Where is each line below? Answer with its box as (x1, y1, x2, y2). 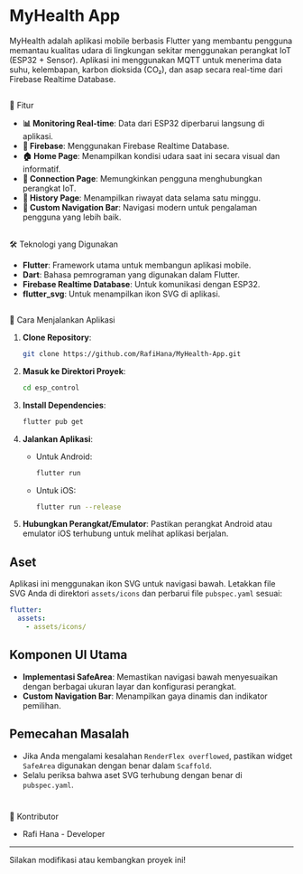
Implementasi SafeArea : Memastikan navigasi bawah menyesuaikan (22, 671, 278, 682)
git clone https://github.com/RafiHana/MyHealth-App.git (22, 350, 242, 359)
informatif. (22, 164, 61, 174)
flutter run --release (35, 503, 122, 512)
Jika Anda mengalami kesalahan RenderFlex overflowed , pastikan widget (22, 750, 293, 761)
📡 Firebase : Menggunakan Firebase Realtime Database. (22, 141, 230, 152)
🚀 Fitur (9, 100, 34, 111)
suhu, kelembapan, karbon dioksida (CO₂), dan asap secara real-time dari (9, 64, 283, 75)
